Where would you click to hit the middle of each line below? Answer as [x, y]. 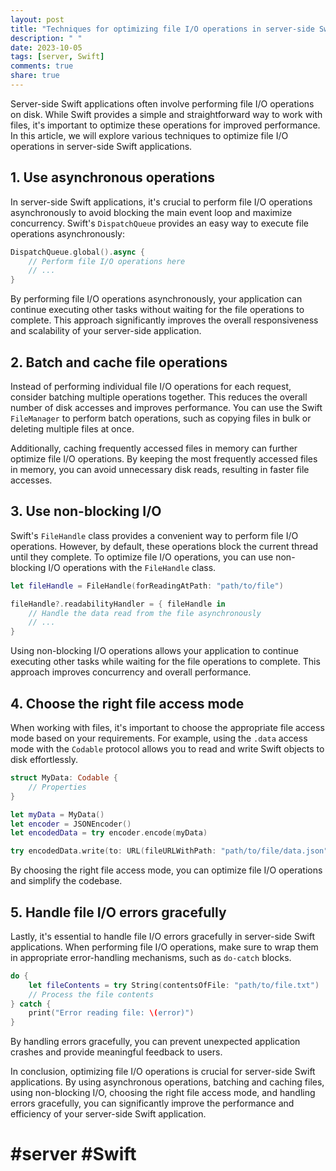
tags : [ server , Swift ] [57, 57]
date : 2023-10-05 [46, 47]
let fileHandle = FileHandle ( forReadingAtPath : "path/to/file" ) [147, 586]
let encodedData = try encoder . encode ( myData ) [109, 833]
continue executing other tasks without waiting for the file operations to [157, 310]
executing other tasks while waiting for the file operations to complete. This [165, 662]
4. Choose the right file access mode [127, 703]
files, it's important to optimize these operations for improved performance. [165, 125]
